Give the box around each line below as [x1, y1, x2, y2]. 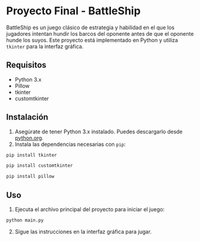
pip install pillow [6, 174, 55, 180]
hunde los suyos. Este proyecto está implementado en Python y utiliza [6, 36, 179, 43]
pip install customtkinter [6, 162, 73, 169]
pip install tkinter [6, 152, 58, 158]
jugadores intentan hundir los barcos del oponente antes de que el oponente [6, 30, 194, 37]
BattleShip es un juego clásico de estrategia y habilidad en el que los [6, 24, 174, 31]
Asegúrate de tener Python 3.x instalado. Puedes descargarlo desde [14, 128, 183, 135]
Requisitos [6, 60, 46, 70]
